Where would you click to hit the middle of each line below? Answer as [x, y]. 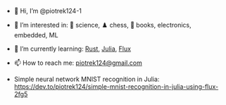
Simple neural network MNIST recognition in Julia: [87, 79]
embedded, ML [36, 35]
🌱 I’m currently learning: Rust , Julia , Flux [73, 49]
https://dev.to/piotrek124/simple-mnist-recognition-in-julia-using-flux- [116, 87]
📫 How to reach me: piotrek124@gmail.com [78, 63]
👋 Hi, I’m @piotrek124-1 [48, 11]
